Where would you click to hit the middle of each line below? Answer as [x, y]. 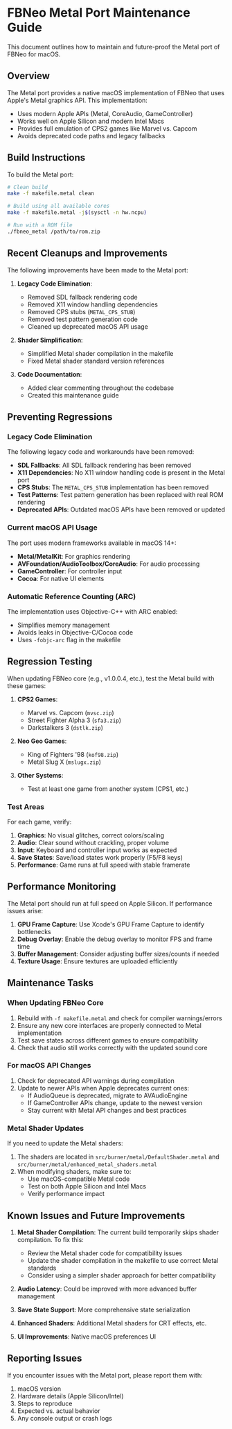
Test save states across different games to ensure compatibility [108, 1040]
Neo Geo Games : [42, 741]
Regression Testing [50, 662]
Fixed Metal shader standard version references [96, 361]
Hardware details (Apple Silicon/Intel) [70, 1396]
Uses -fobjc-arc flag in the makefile [69, 639]
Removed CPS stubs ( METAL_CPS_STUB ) [81, 311]
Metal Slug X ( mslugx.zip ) [64, 762]
